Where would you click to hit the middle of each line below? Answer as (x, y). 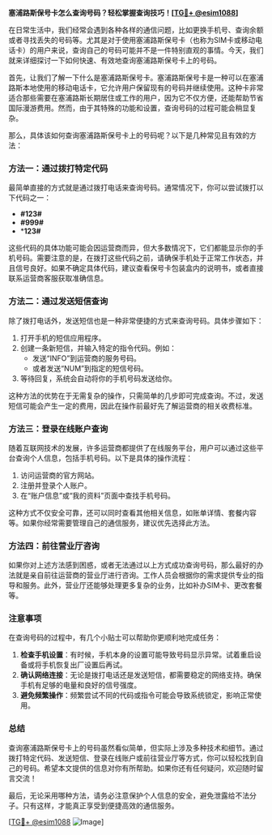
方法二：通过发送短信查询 (58, 302)
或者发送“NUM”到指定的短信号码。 (90, 368)
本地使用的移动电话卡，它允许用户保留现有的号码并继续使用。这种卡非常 (143, 88)
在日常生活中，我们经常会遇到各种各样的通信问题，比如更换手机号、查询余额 (136, 30)
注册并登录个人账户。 (55, 485)
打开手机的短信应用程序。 (63, 338)
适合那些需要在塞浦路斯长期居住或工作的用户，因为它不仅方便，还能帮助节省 (136, 98)
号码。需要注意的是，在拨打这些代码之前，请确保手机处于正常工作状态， (136, 258)
